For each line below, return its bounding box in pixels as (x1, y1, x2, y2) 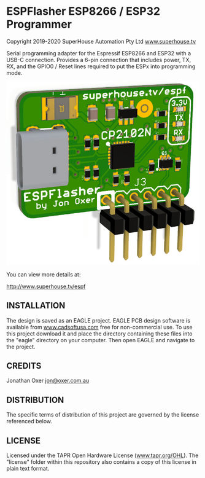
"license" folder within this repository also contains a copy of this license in (6, 458, 196, 466)
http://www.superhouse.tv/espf (6, 283, 86, 290)
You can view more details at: (6, 270, 81, 278)
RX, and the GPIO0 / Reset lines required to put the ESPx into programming (6, 63, 196, 70)
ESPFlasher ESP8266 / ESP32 (6, 4, 161, 18)
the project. (6, 343, 36, 350)
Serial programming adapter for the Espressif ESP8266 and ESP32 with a (6, 49, 191, 57)
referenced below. (6, 418, 52, 425)
